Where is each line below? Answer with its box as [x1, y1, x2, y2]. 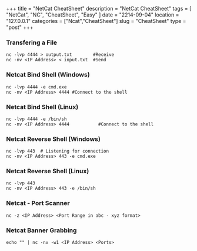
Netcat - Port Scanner [6, 199, 70, 207]
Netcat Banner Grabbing [6, 226, 77, 235]
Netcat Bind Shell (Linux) [6, 103, 79, 111]
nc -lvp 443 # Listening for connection [6, 148, 109, 154]
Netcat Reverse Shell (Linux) [6, 167, 89, 176]
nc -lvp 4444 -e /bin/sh [6, 116, 67, 122]
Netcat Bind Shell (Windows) [6, 71, 90, 79]
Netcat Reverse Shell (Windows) [6, 135, 101, 143]
